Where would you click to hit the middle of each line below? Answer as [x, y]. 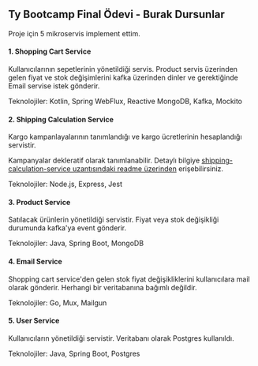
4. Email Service [36, 262]
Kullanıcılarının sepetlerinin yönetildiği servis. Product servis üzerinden [123, 69]
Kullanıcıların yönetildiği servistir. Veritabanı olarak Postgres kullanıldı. [121, 338]
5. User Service [34, 321]
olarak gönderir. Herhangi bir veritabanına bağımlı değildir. [103, 287]
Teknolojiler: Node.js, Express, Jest [65, 184]
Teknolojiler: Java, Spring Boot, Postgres [74, 353]
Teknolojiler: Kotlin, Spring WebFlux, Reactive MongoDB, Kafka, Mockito [125, 101]
